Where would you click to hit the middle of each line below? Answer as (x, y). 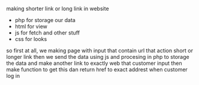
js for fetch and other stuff (47, 33)
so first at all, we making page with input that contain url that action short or (100, 51)
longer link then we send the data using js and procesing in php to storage (98, 57)
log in (13, 76)
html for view (31, 26)
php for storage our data (45, 20)
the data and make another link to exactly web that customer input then (94, 63)
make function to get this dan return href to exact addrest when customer (97, 70)
